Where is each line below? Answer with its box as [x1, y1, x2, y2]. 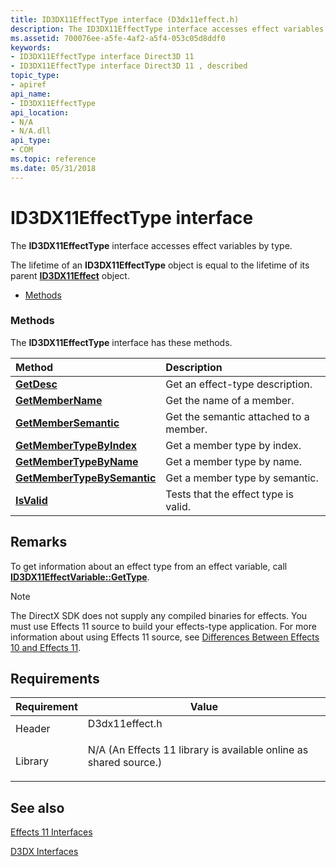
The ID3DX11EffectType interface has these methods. [10, 336, 233, 348]
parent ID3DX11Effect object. [10, 269, 130, 281]
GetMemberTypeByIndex [15, 438, 137, 452]
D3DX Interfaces [10, 846, 79, 858]
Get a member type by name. [165, 454, 303, 468]
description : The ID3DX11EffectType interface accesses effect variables [10, 24, 325, 34]
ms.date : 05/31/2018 [10, 163, 97, 173]
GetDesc [15, 377, 58, 391]
